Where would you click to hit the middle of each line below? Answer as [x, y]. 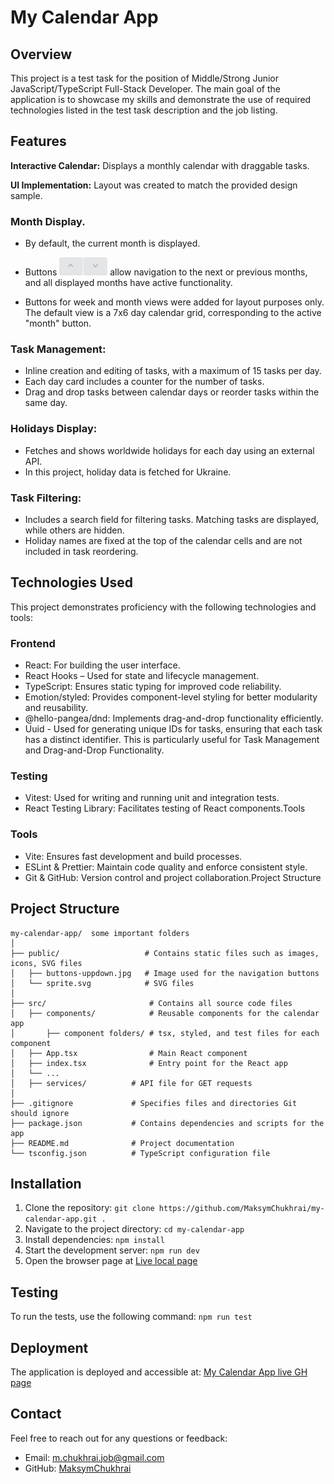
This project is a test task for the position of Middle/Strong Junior [144, 78]
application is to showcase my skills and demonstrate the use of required [161, 99]
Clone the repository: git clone [89, 1208]
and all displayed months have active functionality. [128, 283]
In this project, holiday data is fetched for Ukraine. [128, 472]
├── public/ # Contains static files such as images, [165, 953]
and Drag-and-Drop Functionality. [94, 750]
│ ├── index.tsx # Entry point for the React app [149, 1063]
